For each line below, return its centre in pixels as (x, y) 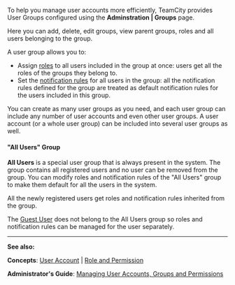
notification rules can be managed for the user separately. (91, 227)
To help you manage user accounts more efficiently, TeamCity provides (110, 10)
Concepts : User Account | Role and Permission (76, 261)
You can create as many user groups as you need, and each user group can (116, 109)
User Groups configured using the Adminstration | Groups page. (101, 17)
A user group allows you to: (47, 52)
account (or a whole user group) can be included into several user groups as (117, 124)
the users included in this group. (64, 95)
